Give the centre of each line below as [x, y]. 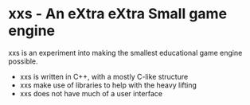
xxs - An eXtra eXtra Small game [118, 14]
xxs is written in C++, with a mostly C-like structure [104, 76]
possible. [23, 61]
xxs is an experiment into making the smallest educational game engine [125, 52]
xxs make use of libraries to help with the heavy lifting [108, 85]
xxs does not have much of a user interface [91, 93]
